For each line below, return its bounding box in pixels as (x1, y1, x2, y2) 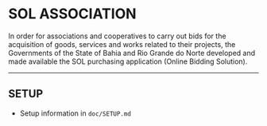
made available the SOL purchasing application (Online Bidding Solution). (8, 57, 248, 66)
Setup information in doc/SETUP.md (19, 108, 131, 118)
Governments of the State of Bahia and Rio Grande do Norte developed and (8, 48, 256, 57)
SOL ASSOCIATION (8, 5, 137, 23)
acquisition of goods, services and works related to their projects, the (8, 39, 236, 49)
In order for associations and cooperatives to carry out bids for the (8, 31, 226, 41)
